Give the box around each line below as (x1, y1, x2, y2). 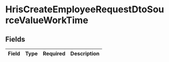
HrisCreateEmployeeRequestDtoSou (5, 4, 164, 15)
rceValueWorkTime (5, 14, 88, 26)
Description (70, 50, 100, 57)
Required (43, 50, 66, 57)
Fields (5, 35, 26, 44)
